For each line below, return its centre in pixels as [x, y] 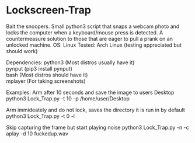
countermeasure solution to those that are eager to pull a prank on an [90, 39]
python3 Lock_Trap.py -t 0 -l [40, 116]
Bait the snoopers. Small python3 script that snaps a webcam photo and [93, 26]
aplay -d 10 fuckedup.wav [37, 133]
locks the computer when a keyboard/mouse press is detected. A [85, 32]
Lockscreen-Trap [49, 10]
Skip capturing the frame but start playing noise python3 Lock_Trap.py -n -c [97, 127]
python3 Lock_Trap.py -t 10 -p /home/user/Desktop [68, 98]
